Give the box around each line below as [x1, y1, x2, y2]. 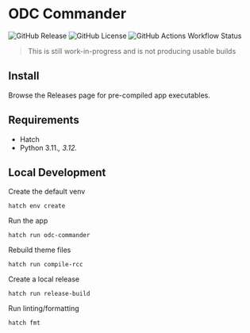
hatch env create [8, 202, 66, 210]
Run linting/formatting [8, 304, 79, 313]
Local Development [8, 166, 106, 179]
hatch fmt [8, 319, 41, 327]
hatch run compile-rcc [8, 261, 83, 269]
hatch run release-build [8, 290, 90, 298]
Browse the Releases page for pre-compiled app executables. [8, 90, 210, 100]
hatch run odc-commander [8, 232, 90, 239]
